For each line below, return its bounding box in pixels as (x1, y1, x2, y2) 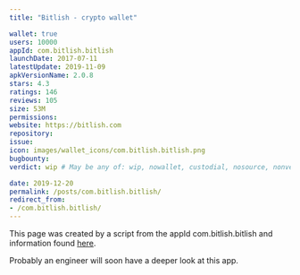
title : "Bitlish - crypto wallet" (9, 13, 138, 22)
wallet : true (9, 29, 58, 39)
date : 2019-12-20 (9, 178, 74, 188)
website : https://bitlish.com (9, 121, 122, 130)
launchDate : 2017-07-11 (9, 55, 98, 64)
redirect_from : (9, 195, 66, 204)
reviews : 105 (9, 96, 58, 105)
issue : (9, 138, 34, 147)
